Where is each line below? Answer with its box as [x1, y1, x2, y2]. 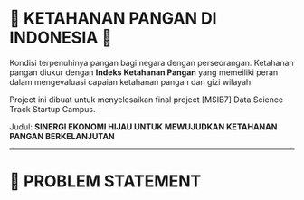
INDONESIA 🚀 [9, 27, 113, 48]
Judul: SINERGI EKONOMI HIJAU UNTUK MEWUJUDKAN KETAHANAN [9, 121, 278, 132]
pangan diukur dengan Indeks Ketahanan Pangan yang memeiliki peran [9, 67, 279, 78]
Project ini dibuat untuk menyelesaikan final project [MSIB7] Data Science [9, 94, 283, 105]
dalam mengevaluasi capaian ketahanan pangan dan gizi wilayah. [9, 76, 253, 87]
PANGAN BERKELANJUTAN [9, 130, 115, 141]
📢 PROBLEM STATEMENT [9, 171, 202, 192]
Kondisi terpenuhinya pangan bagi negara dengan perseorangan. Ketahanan [9, 57, 294, 68]
